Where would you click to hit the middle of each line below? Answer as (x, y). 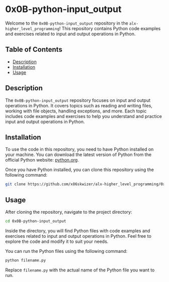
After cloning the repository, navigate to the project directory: (69, 212)
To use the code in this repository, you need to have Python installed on (79, 150)
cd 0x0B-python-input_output (36, 221)
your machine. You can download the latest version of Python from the (78, 155)
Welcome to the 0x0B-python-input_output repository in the (67, 23)
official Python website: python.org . (42, 160)
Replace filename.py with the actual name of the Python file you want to (80, 270)
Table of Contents (34, 49)
